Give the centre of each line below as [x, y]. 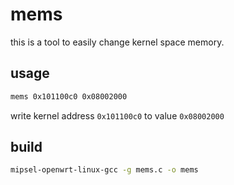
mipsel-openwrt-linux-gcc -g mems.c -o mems [104, 170]
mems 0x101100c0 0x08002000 [69, 96]
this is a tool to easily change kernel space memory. [117, 42]
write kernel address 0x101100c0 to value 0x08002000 [117, 115]
